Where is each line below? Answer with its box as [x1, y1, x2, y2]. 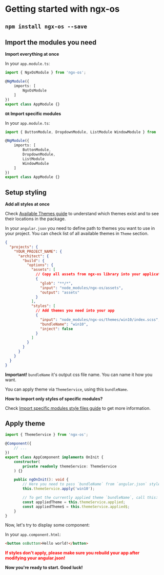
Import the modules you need [5, 38, 97, 46]
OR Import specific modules [5, 111, 61, 116]
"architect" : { [18, 253, 49, 259]
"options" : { [26, 263, 54, 267]
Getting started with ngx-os [5, 3, 120, 15]
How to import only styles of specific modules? [5, 396, 103, 401]
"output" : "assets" [40, 290, 80, 295]
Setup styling [5, 188, 47, 197]
